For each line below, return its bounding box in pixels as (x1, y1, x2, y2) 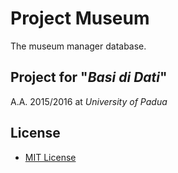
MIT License (24, 151, 77, 163)
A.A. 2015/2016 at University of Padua (10, 95, 168, 107)
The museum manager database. (10, 40, 147, 52)
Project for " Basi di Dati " (10, 69, 168, 86)
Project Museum (10, 7, 150, 30)
